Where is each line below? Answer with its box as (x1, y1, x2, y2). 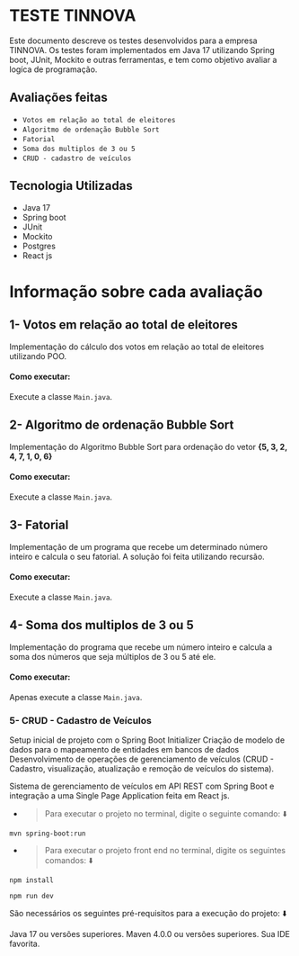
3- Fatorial (9, 518, 69, 533)
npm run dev (9, 892, 54, 901)
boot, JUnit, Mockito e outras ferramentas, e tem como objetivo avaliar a (9, 54, 277, 65)
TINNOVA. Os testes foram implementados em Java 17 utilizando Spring (9, 44, 276, 55)
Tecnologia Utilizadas (9, 178, 133, 194)
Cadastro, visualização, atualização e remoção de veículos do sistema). (9, 763, 275, 774)
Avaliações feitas (9, 90, 108, 105)
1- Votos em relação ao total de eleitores (9, 317, 238, 333)
